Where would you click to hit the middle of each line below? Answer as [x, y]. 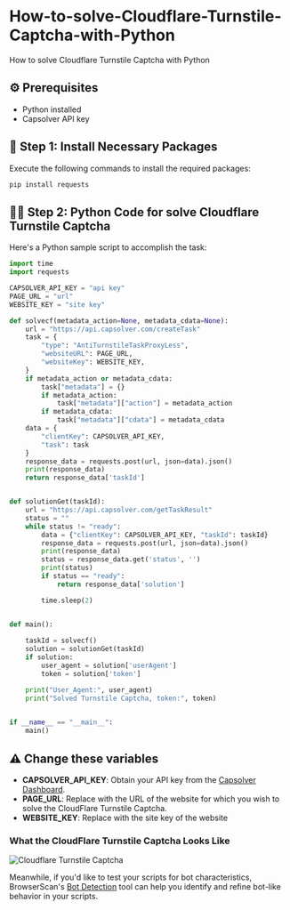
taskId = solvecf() [61, 641]
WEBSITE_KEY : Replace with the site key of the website [125, 817]
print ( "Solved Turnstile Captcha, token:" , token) [121, 698]
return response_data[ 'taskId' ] [85, 478]
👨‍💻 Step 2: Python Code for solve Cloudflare [134, 212]
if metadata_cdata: [77, 412]
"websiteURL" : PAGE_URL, [87, 354]
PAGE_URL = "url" [41, 296]
